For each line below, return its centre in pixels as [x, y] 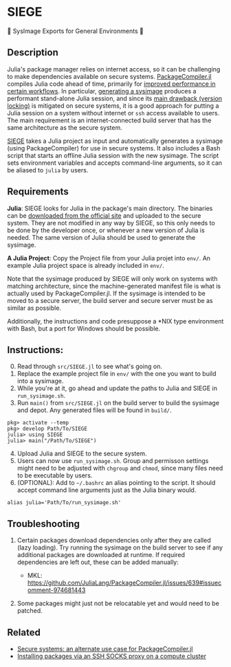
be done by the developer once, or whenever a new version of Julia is [106, 230]
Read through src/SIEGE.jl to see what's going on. [90, 366]
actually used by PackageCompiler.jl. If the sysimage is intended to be [107, 293]
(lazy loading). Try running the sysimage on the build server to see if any [120, 547]
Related [24, 632]
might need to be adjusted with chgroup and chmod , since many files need [120, 468]
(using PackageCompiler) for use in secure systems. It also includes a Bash [114, 148]
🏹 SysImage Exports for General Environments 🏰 [76, 31]
